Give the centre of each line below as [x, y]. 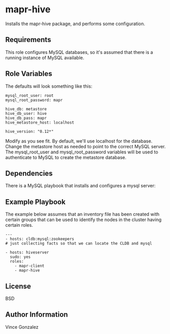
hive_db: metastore [26, 109]
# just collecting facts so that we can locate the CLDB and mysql [79, 244]
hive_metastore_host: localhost [40, 122]
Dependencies [29, 173]
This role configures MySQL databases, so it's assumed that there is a [79, 52]
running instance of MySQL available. [45, 57]
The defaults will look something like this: [49, 86]
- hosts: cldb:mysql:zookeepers [40, 239]
